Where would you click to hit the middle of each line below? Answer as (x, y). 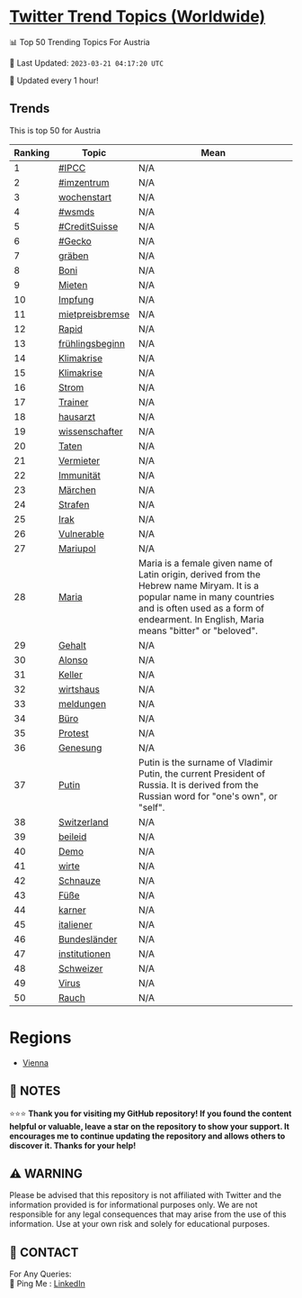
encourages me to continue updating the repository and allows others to (147, 1136)
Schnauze (80, 880)
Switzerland (84, 821)
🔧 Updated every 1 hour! (54, 80)
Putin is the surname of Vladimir (205, 762)
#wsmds (76, 212)
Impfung (76, 299)
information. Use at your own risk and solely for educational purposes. (140, 1224)
